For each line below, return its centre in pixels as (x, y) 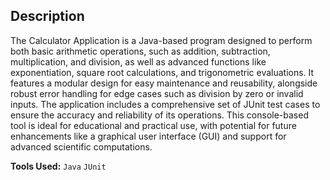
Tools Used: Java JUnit (58, 166)
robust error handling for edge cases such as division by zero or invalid (157, 93)
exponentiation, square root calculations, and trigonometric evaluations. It (162, 72)
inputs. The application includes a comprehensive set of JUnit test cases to (165, 104)
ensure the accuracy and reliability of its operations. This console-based (159, 115)
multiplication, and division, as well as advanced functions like (138, 61)
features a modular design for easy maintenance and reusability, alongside (164, 83)
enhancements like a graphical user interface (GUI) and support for (148, 136)
